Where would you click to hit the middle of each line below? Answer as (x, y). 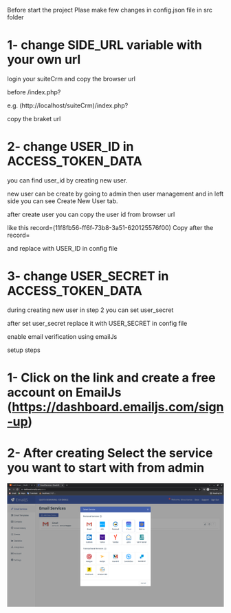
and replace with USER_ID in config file (63, 248)
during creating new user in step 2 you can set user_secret (90, 310)
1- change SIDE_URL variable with (105, 45)
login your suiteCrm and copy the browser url (71, 79)
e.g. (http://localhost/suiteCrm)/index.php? (68, 105)
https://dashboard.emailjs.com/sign (118, 407)
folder (15, 17)
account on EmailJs (64, 393)
